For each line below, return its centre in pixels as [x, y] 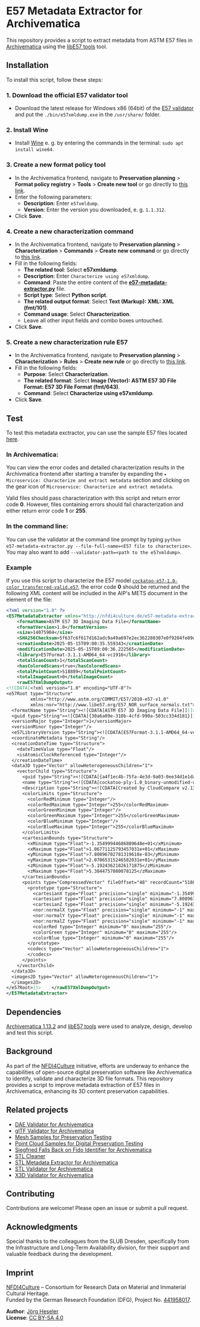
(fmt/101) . [36, 307]
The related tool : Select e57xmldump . [71, 269]
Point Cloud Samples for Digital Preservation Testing [79, 1143]
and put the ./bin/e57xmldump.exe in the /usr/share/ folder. [87, 115]
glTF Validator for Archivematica [54, 1131]
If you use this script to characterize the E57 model [69, 580]
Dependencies [34, 1012]
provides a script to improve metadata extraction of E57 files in [83, 1085]
